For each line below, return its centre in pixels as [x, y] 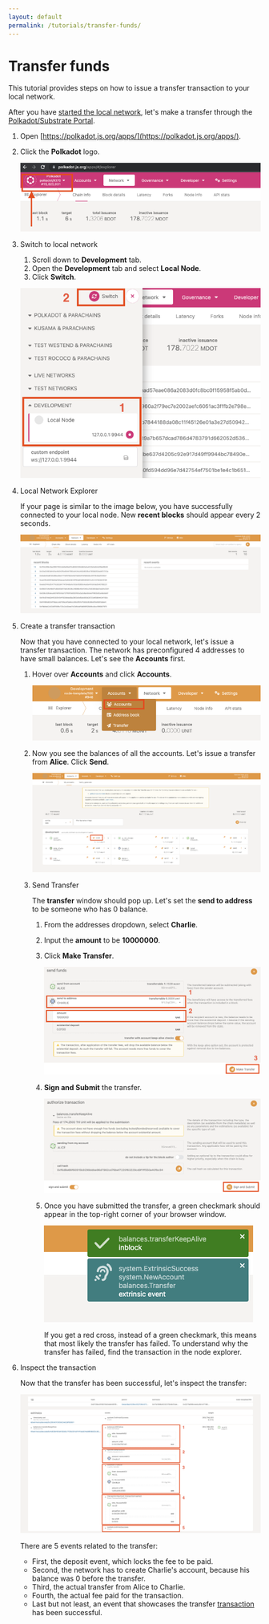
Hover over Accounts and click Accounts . [102, 674]
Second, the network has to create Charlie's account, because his [141, 1570]
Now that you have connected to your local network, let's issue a [127, 641]
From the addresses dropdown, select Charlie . [121, 925]
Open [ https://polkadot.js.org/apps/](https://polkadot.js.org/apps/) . [130, 136]
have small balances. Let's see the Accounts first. [102, 658]
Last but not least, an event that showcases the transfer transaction [143, 1604]
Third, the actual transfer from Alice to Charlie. [108, 1587]
